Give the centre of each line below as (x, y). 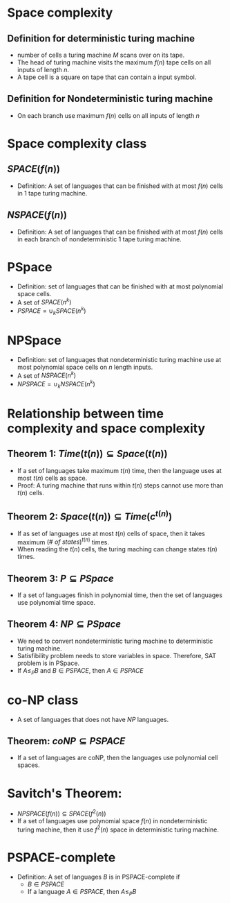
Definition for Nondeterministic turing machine (110, 99)
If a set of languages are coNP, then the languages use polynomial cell (117, 758)
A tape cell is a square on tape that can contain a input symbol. (107, 77)
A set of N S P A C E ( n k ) (47, 375)
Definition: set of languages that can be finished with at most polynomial (120, 286)
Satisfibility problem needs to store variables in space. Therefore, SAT (116, 655)
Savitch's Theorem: (65, 793)
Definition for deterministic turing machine (101, 38)
